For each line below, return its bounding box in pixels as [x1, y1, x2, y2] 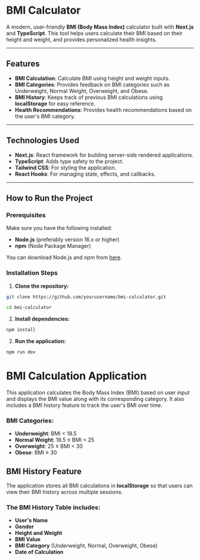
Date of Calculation [14, 549, 64, 556]
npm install [6, 327, 36, 333]
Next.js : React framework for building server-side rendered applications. [14, 151, 193, 158]
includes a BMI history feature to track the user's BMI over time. [6, 402, 162, 409]
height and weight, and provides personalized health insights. [6, 36, 157, 43]
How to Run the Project [6, 193, 93, 203]
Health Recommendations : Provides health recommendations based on [14, 106, 192, 113]
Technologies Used [6, 135, 79, 146]
